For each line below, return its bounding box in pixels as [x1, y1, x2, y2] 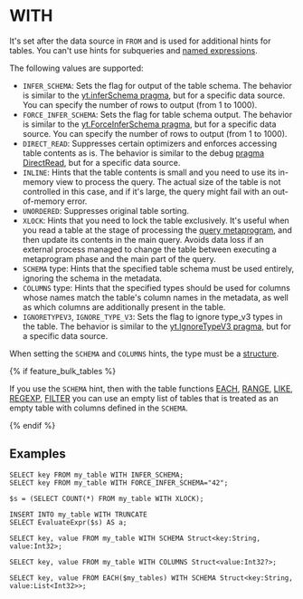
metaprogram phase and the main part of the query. [22, 253, 217, 264]
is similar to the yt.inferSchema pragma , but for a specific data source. [22, 90, 286, 101]
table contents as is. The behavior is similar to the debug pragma [22, 147, 265, 159]
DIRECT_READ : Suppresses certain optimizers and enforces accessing [22, 138, 278, 149]
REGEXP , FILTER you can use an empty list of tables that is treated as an [9, 392, 279, 403]
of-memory [22, 196, 65, 207]
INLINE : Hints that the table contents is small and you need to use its [22, 167, 277, 178]
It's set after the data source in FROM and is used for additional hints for [9, 35, 271, 46]
